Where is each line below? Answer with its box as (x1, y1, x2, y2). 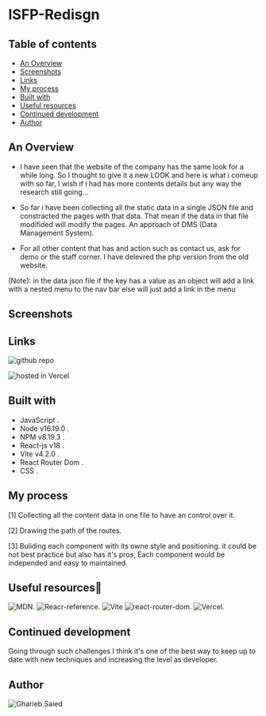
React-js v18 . (19, 440, 65, 450)
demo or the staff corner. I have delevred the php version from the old (19, 252, 249, 261)
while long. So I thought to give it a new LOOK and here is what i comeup (19, 170, 259, 180)
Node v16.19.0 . (19, 424, 70, 433)
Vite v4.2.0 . (19, 448, 60, 459)
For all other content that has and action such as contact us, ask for (19, 243, 241, 252)
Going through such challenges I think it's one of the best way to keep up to (8, 647, 256, 656)
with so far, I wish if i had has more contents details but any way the (19, 178, 242, 188)
